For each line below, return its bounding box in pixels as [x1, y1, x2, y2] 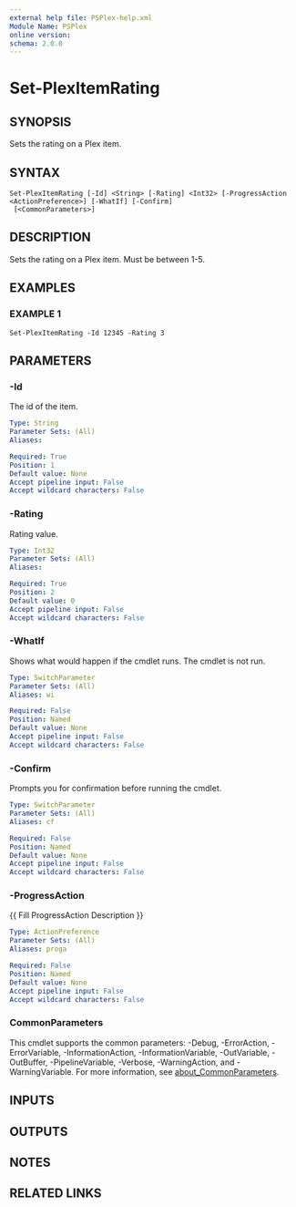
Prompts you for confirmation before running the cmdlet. [9, 783, 222, 794]
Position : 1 [9, 460, 55, 469]
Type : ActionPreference [9, 927, 100, 937]
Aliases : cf [9, 817, 55, 826]
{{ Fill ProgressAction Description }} [9, 910, 144, 921]
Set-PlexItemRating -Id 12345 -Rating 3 [9, 328, 166, 337]
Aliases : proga [9, 944, 67, 954]
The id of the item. [9, 401, 79, 412]
